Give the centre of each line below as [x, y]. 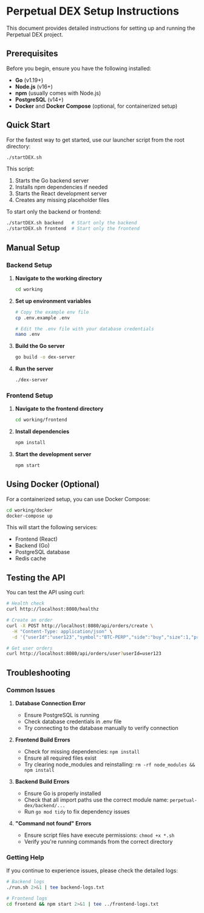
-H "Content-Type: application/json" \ [62, 631]
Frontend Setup [30, 395]
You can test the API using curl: [46, 592]
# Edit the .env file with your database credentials [84, 329]
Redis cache [31, 558]
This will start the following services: [52, 527]
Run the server [34, 369]
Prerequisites [32, 54]
